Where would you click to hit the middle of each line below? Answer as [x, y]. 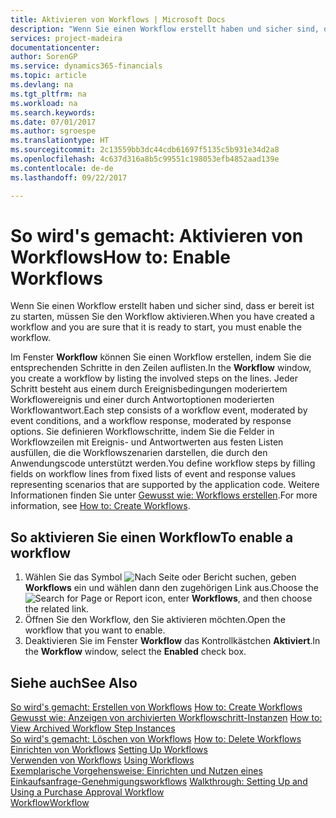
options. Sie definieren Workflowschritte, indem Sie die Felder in [142, 432]
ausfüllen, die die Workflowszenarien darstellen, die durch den [139, 453]
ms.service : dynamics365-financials [86, 66]
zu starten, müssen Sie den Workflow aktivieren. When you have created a [162, 317]
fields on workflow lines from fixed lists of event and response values [153, 474]
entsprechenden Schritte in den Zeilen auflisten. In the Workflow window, [161, 368]
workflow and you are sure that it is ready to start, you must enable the [156, 327]
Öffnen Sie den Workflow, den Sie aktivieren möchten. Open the [155, 620]
